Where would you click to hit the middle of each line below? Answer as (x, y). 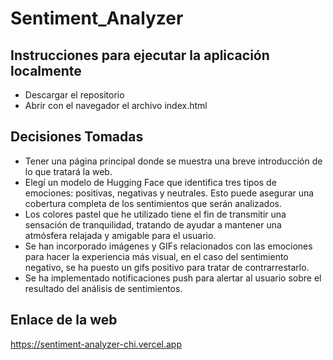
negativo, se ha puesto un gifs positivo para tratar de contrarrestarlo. (167, 267)
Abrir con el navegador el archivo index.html (116, 105)
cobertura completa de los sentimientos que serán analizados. (153, 203)
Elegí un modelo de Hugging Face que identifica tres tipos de (150, 182)
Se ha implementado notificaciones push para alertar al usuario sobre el (173, 278)
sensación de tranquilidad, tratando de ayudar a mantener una (153, 224)
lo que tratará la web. (68, 171)
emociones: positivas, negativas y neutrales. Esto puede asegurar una (169, 193)
